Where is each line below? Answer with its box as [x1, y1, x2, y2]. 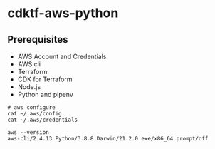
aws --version [7, 129, 50, 136]
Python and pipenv [17, 91, 73, 98]
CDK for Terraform [17, 75, 73, 83]
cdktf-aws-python [7, 5, 119, 21]
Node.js [17, 83, 41, 91]
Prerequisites [7, 34, 68, 46]
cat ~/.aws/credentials [7, 116, 78, 123]
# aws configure [7, 104, 56, 111]
